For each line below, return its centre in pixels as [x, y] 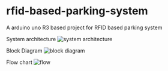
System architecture [31, 39]
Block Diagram [24, 50]
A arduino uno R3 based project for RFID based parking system [85, 27]
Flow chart [19, 62]
